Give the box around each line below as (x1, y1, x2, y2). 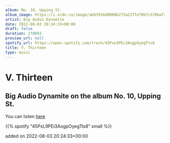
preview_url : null (5, 36, 44, 41)
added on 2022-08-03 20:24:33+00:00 (5, 133, 89, 139)
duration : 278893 (5, 31, 42, 36)
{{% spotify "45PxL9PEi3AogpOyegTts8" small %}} (5, 123, 112, 129)
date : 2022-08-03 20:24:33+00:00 (5, 21, 76, 27)
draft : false (5, 26, 33, 31)
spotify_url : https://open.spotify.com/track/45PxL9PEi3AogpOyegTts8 (5, 41, 155, 46)
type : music (5, 50, 30, 55)
